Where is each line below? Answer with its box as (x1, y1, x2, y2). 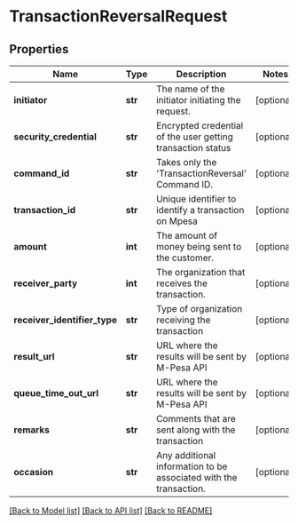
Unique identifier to (156, 193, 237, 205)
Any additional (156, 449, 216, 461)
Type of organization (156, 303, 243, 314)
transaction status (156, 142, 231, 154)
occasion (13, 466, 54, 478)
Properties (9, 42, 69, 57)
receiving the (156, 314, 211, 326)
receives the (156, 277, 208, 290)
